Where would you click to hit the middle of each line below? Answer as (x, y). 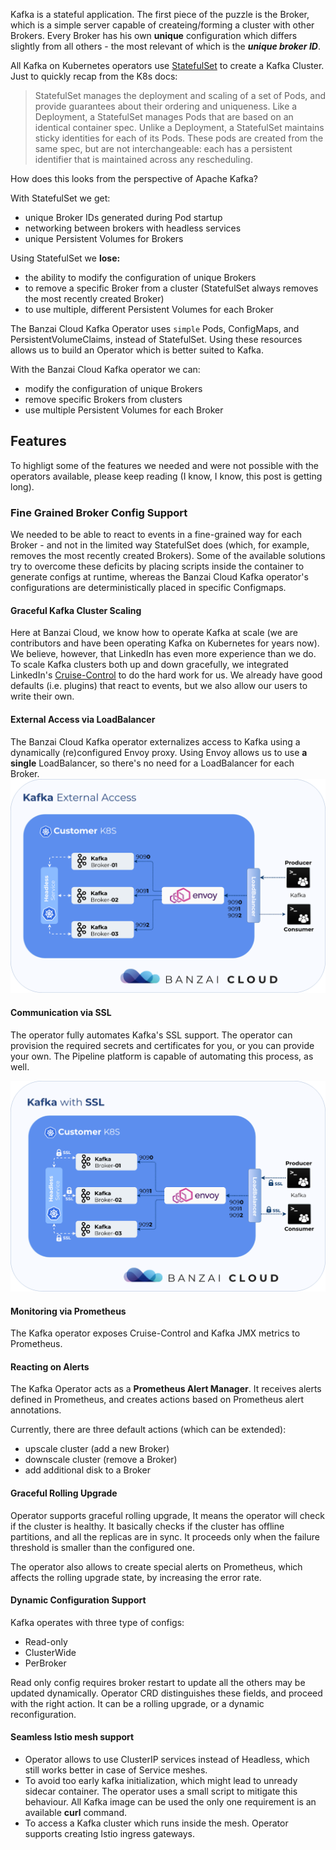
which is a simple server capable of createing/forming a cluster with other (162, 25)
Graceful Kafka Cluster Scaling (76, 610)
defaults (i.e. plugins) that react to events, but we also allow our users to (159, 686)
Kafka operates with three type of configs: (97, 1622)
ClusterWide (50, 1652)
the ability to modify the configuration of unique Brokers (140, 277)
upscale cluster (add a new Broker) (97, 1449)
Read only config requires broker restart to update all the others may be (158, 1682)
